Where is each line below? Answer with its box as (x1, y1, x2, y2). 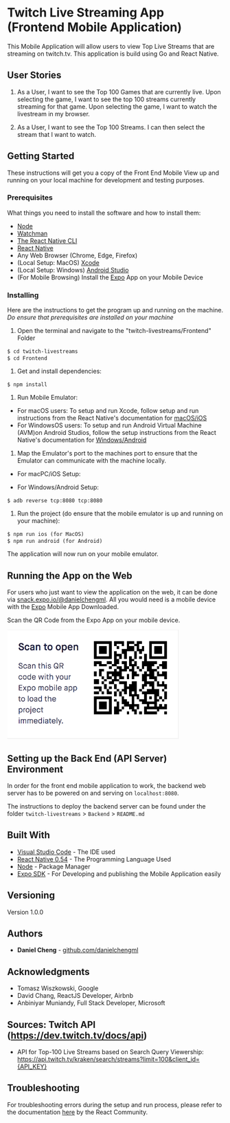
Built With (7, 829, 50, 841)
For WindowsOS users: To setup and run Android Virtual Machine (16, 421, 202, 429)
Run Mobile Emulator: (16, 394, 78, 402)
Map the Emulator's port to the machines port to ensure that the (16, 449, 198, 458)
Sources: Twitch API (7, 1018, 96, 1030)
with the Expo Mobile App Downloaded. (7, 602, 119, 610)
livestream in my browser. (16, 109, 91, 118)
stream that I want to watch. (16, 130, 97, 138)
